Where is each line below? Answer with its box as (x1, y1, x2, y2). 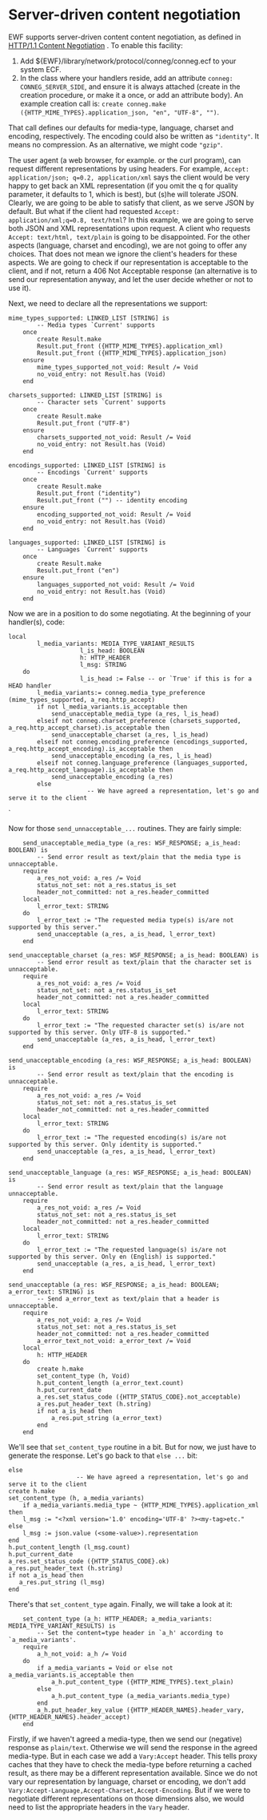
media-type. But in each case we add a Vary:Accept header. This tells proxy (8, 1751, 257, 1761)
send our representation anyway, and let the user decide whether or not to (8, 274, 253, 284)
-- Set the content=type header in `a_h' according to (37, 1628, 224, 1636)
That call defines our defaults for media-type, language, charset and (8, 123, 234, 132)
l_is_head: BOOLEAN (79, 647, 145, 655)
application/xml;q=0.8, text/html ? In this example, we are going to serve (8, 215, 254, 224)
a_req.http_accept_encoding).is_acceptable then (8, 745, 173, 753)
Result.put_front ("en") (37, 567, 120, 575)
